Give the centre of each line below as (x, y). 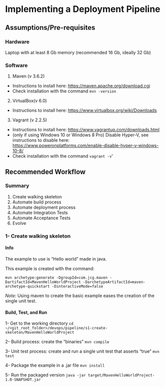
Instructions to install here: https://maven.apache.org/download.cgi (81, 86)
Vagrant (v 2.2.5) (30, 120)
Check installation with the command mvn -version (64, 91)
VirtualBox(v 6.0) (30, 101)
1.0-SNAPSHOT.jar (23, 380)
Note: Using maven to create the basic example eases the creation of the (80, 295)
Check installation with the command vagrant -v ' (63, 156)
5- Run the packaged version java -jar (45, 375)
